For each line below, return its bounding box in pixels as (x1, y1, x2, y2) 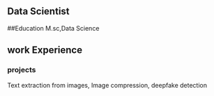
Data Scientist (7, 6, 70, 17)
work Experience (7, 45, 82, 56)
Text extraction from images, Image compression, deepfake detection (7, 81, 208, 89)
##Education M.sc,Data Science (7, 24, 100, 32)
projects (7, 65, 36, 75)
